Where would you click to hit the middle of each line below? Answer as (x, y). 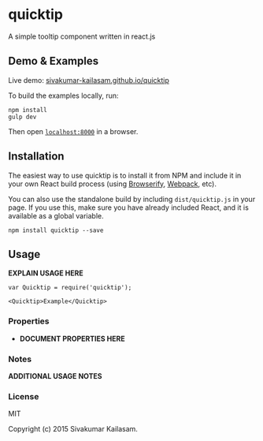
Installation (36, 157)
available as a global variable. (56, 215)
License (24, 396)
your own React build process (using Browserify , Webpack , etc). (112, 184)
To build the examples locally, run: (64, 95)
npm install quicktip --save (56, 230)
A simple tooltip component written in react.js (82, 36)
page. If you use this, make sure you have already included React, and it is (129, 207)
